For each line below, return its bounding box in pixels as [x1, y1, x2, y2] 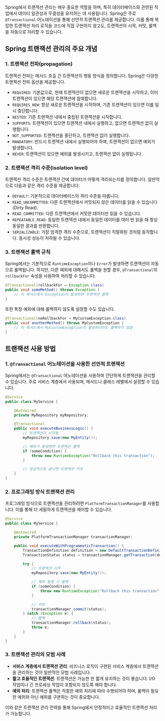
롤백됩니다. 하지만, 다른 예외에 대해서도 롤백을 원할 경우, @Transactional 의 [14, 267, 158, 273]
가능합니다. [10, 710, 32, 717]
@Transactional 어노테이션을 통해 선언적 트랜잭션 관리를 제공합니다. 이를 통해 [5, 17, 154, 22]
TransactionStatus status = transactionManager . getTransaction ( [23, 552, 157, 557]
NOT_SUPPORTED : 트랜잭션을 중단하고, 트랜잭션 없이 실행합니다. [12, 132, 130, 138]
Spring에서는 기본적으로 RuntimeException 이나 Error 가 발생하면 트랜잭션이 [5, 261, 150, 267]
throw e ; [31, 625, 50, 630]
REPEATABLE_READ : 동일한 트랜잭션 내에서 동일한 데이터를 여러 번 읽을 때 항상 [12, 216, 158, 222]
